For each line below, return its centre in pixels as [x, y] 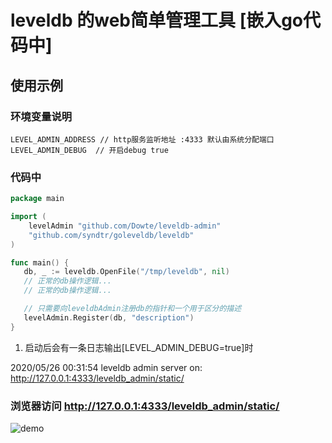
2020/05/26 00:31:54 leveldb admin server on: [106, 367]
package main [37, 199]
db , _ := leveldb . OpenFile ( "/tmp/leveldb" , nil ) [126, 272]
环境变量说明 [41, 116]
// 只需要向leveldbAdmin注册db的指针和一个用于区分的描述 [132, 309]
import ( [28, 217]
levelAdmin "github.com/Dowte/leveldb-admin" [125, 226]
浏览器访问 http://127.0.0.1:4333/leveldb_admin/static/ [145, 406]
